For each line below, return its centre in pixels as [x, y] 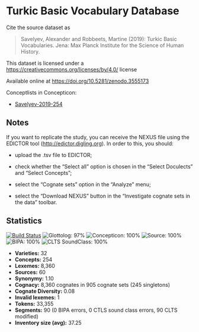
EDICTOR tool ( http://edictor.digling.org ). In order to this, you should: [90, 143]
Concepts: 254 [33, 259]
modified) [26, 316]
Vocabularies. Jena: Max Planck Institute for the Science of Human [102, 45]
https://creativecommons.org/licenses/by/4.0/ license [72, 69]
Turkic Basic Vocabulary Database [93, 11]
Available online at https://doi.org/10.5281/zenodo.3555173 [78, 81]
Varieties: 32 [31, 253]
